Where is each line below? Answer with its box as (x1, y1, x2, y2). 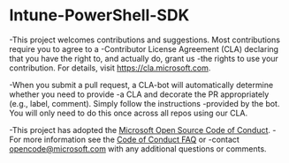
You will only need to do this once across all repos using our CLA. (9, 107, 248, 118)
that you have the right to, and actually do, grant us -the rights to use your (9, 53, 278, 63)
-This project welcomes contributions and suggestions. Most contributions (9, 34, 281, 45)
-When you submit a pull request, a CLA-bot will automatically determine (9, 79, 274, 90)
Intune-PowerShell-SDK (9, 5, 190, 26)
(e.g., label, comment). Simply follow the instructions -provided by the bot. (9, 98, 280, 108)
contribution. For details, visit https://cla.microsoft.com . (9, 63, 211, 73)
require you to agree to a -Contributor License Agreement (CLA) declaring (9, 43, 279, 54)
